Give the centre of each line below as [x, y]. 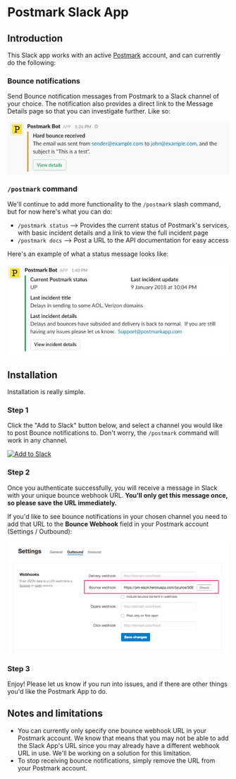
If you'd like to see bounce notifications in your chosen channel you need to [117, 516]
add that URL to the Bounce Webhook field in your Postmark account [108, 524]
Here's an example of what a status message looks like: [88, 254]
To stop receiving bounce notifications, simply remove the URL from [116, 760]
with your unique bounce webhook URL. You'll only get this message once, [118, 495]
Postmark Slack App [68, 12]
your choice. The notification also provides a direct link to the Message [110, 104]
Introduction [35, 38]
